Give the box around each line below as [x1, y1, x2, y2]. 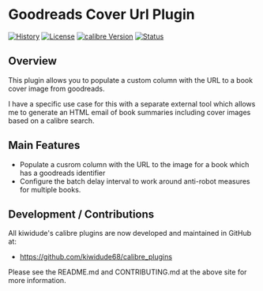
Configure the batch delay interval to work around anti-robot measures [19, 176, 250, 186]
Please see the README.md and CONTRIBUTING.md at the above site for [8, 267, 247, 277]
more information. [8, 276, 66, 285]
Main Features [8, 139, 81, 152]
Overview [8, 54, 58, 68]
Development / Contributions [8, 207, 155, 221]
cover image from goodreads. [8, 84, 105, 93]
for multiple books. [19, 185, 81, 194]
